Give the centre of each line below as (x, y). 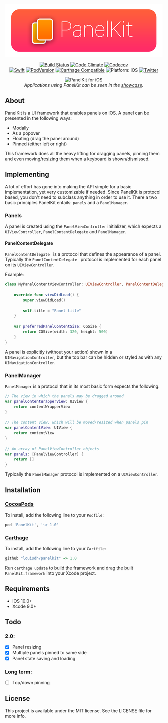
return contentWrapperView (42, 407)
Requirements (27, 589)
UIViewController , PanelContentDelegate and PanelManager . (66, 231)
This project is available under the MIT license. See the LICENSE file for (79, 711)
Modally (20, 128)
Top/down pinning (31, 682)
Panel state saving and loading (44, 658)
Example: (15, 275)
